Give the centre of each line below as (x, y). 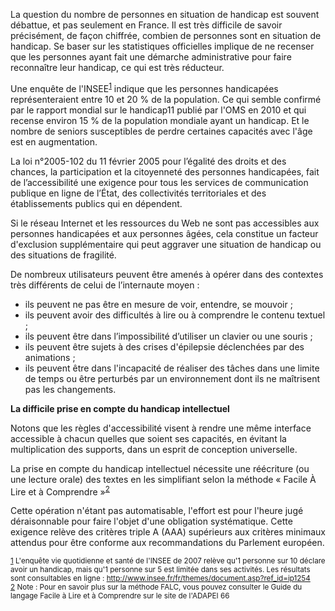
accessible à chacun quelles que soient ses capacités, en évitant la (148, 438)
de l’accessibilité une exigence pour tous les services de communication (159, 182)
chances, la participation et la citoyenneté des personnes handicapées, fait (165, 171)
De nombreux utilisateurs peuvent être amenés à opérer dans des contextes (167, 274)
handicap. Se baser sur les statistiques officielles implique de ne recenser (162, 46)
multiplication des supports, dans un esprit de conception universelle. (154, 449)
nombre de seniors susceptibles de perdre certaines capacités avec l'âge (161, 131)
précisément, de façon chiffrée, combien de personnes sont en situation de (166, 35)
